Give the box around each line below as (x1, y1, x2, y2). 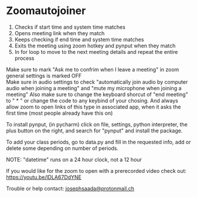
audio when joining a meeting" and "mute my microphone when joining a (6, 84, 182, 91)
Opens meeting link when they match (14, 29, 105, 36)
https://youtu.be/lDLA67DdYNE (6, 173, 82, 180)
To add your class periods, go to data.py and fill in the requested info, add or (6, 138, 191, 145)
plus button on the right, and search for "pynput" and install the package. (6, 127, 183, 134)
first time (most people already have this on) (6, 110, 113, 117)
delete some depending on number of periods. (6, 145, 119, 152)
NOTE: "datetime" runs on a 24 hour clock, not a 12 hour (6, 156, 142, 163)
